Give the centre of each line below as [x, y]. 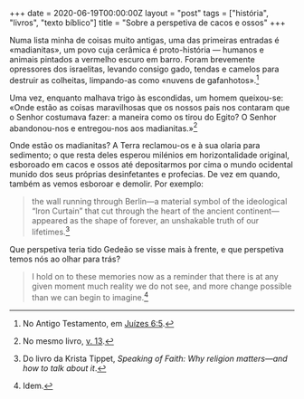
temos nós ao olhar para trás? [65, 259]
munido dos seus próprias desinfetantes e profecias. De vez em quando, [145, 175]
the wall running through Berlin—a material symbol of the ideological [159, 202]
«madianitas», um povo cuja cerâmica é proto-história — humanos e [137, 50]
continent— [258, 211]
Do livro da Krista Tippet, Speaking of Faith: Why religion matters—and [155, 358]
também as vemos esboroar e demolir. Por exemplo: [106, 184]
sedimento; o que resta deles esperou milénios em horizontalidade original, [149, 155]
